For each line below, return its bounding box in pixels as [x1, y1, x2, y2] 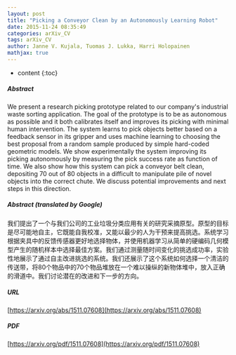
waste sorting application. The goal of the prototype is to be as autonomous [7, 109, 227, 118]
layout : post [7, 10, 46, 18]
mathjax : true [7, 50, 49, 57]
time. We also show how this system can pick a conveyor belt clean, [7, 162, 204, 170]
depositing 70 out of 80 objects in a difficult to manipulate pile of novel [7, 169, 212, 177]
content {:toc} [17, 68, 58, 77]
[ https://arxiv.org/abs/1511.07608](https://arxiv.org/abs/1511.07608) [7, 306, 202, 314]
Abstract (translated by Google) [7, 201, 103, 209]
